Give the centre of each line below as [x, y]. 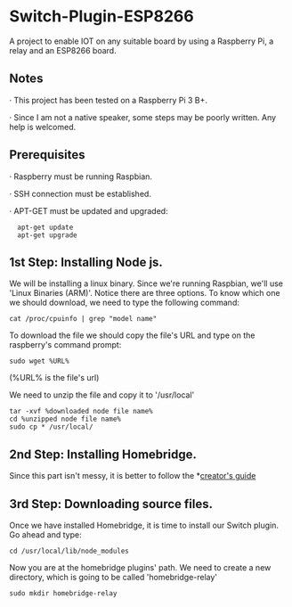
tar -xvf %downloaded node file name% [81, 412]
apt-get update [45, 227]
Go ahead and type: [45, 535]
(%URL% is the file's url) [54, 378]
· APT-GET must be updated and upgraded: [89, 210]
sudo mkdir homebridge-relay [63, 594]
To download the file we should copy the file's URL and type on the [132, 335]
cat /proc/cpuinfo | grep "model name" [83, 319]
